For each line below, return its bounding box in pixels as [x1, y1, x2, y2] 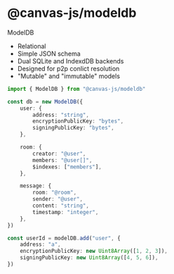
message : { [20, 182, 52, 189]
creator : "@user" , [32, 150, 86, 157]
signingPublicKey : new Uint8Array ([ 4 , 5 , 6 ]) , [20, 254, 159, 261]
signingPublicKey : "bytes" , [32, 125, 114, 132]
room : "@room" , [32, 189, 77, 197]
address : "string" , [32, 111, 90, 118]
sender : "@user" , [32, 196, 83, 203]
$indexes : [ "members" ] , [32, 163, 102, 170]
